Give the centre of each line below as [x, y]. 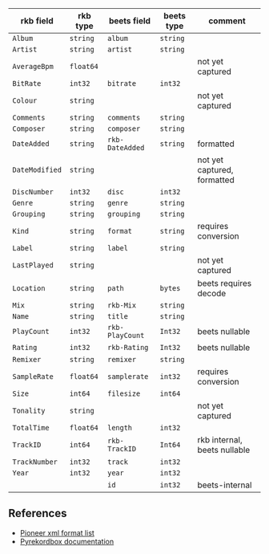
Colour [25, 101]
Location [29, 288]
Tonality [29, 411]
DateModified [37, 170]
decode [212, 293]
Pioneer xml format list [57, 532]
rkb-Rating [128, 347]
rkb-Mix [122, 306]
